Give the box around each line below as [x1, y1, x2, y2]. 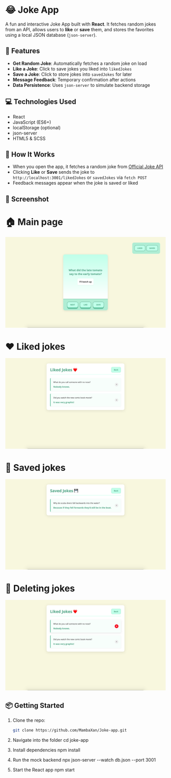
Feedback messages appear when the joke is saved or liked [12, 180, 138, 186]
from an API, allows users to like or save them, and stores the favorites [5, 26, 154, 32]
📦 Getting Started [5, 701, 65, 710]
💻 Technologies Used [5, 98, 76, 106]
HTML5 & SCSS [12, 135, 46, 142]
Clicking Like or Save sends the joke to [12, 169, 95, 175]
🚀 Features [5, 47, 40, 55]
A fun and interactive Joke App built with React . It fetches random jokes [5, 21, 156, 27]
